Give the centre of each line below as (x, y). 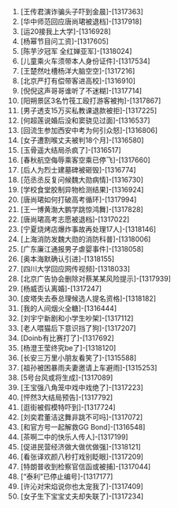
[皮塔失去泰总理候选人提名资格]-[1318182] (88, 298)
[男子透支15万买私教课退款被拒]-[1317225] (89, 110)
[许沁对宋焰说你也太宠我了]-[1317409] (82, 486)
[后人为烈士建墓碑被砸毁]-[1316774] (78, 170)
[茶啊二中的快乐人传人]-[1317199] (74, 437)
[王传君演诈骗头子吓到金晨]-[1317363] (82, 11)
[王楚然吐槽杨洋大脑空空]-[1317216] (78, 71)
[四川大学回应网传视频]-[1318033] (75, 269)
